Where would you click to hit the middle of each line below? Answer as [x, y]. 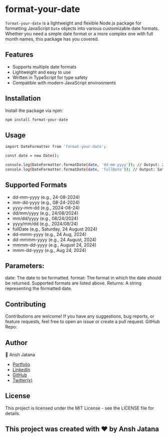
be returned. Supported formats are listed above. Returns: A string [73, 283]
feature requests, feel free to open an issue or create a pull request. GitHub [82, 321]
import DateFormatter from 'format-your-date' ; [56, 147]
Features [19, 55]
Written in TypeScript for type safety [50, 77]
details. [13, 413]
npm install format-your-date [37, 119]
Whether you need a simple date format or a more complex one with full [79, 33]
